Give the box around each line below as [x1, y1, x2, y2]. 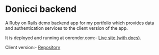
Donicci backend [5, 3, 76, 15]
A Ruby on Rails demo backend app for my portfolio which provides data [5, 20, 154, 26]
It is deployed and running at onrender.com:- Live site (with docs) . [5, 35, 141, 41]
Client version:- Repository [5, 44, 60, 50]
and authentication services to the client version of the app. [5, 25, 128, 31]
